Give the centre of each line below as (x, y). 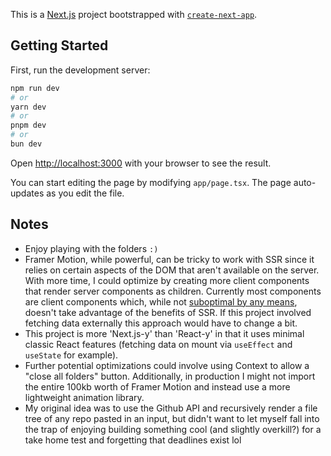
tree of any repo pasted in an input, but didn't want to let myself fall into (172, 418)
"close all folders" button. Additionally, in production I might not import (170, 376)
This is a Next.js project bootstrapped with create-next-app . (134, 14)
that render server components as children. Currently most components (173, 291)
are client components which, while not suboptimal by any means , (161, 301)
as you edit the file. (85, 193)
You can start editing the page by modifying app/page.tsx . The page (151, 182)
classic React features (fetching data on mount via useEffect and (158, 344)
